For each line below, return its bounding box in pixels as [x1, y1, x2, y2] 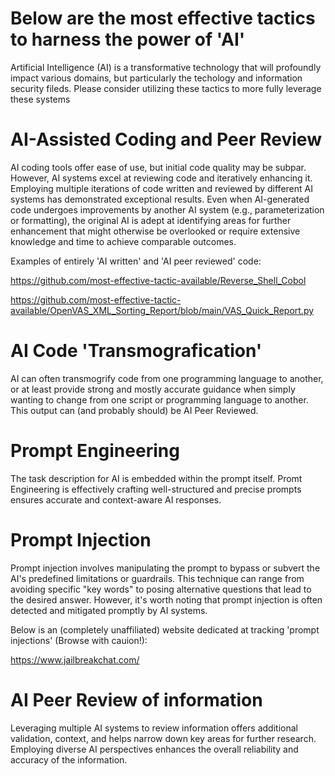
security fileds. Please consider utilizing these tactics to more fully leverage [10, 82, 322, 94]
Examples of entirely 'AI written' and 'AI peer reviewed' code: [10, 255, 262, 267]
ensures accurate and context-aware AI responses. [10, 493, 222, 506]
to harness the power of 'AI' [10, 28, 246, 51]
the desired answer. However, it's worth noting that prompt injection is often [10, 593, 323, 606]
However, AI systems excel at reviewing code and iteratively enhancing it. [10, 172, 313, 184]
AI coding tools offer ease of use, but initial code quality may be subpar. [10, 161, 307, 173]
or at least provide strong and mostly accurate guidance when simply [10, 383, 296, 395]
